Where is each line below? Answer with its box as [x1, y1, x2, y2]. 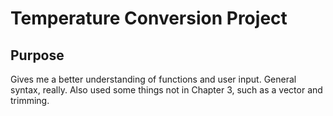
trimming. [10, 95, 50, 106]
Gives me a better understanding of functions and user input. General [10, 73, 297, 85]
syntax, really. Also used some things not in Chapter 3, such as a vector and [10, 84, 323, 96]
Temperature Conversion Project [10, 7, 288, 30]
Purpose [10, 47, 65, 64]
